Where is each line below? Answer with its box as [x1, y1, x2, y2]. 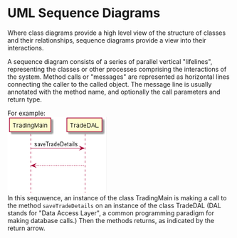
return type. [7, 94, 43, 104]
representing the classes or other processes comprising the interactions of [7, 65, 227, 73]
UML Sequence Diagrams [7, 5, 161, 21]
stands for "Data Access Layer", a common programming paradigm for [7, 208, 215, 217]
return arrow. [7, 224, 46, 232]
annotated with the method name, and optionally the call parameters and [7, 87, 221, 96]
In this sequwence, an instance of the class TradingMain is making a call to [7, 193, 227, 202]
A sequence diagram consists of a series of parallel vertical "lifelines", [7, 57, 213, 65]
